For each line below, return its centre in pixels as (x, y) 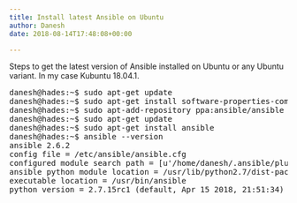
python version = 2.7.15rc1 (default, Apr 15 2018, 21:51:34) (147, 190)
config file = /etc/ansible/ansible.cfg (98, 154)
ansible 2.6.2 (40, 146)
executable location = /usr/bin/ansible (98, 181)
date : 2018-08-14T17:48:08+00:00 (71, 34)
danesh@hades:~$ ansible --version (86, 137)
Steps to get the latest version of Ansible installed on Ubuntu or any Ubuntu (147, 66)
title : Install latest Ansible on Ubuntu (87, 17)
